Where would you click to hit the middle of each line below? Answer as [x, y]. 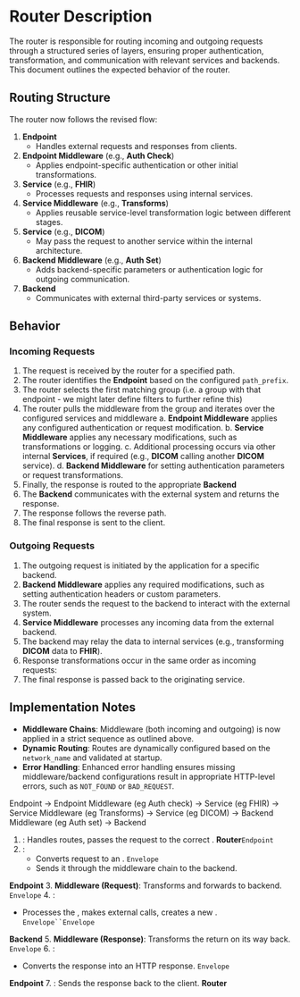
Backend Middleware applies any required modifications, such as [143, 584]
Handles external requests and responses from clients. [136, 146]
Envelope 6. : [32, 948]
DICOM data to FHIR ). [62, 650]
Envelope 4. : [32, 894]
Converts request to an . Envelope [97, 859]
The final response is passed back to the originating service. [133, 679]
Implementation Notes [73, 708]
